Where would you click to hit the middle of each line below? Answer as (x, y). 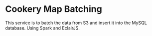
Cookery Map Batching (54, 9)
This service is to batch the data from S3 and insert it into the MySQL (76, 23)
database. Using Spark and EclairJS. (42, 28)
